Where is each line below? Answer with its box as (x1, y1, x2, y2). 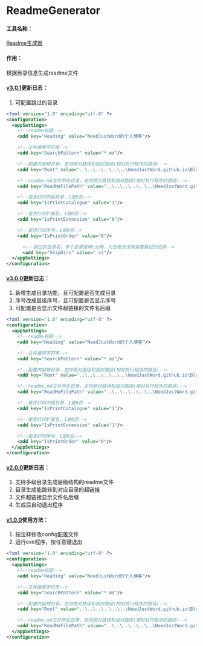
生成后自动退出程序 (14, 501, 63, 508)
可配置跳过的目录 (14, 98, 58, 106)
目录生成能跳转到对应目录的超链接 (14, 486, 100, 493)
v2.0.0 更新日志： (6, 463, 50, 471)
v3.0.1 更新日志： (6, 84, 48, 92)
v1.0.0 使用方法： (6, 516, 49, 523)
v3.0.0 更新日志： (6, 274, 50, 282)
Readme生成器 (6, 39, 43, 47)
